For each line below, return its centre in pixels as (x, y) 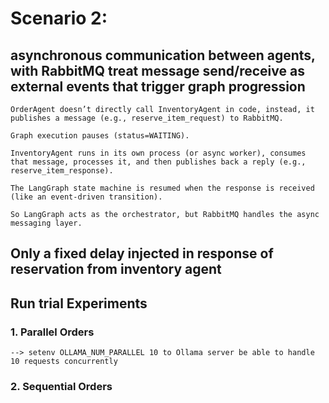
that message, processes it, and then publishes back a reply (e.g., (158, 162)
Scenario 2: (59, 18)
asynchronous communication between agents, (163, 55)
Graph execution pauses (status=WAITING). (100, 136)
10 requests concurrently (64, 362)
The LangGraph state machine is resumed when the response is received (162, 188)
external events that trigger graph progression (158, 86)
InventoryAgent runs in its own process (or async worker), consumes (158, 153)
